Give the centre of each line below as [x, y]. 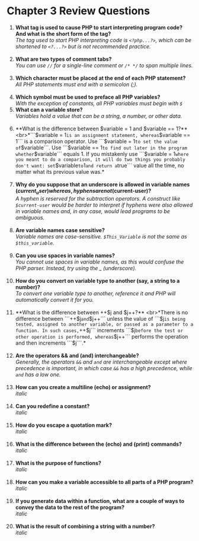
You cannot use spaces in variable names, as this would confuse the [99, 262]
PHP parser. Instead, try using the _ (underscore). [76, 268]
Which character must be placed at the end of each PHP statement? [100, 78]
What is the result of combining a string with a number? [85, 526]
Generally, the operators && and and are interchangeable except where [101, 362]
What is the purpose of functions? [58, 463]
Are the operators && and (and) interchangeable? [77, 355]
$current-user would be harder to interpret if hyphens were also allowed [104, 205]
